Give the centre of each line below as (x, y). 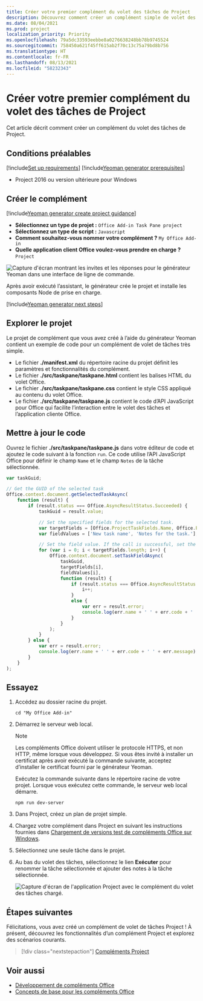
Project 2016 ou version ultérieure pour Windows (76, 180)
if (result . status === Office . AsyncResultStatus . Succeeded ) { (108, 506)
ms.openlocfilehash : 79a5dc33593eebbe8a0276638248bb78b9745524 (88, 40)
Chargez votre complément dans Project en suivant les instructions (98, 826)
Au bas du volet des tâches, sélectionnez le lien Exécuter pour (93, 862)
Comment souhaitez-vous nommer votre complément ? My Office (99, 238)
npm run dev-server (40, 803)
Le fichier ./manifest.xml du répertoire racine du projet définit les (96, 362)
